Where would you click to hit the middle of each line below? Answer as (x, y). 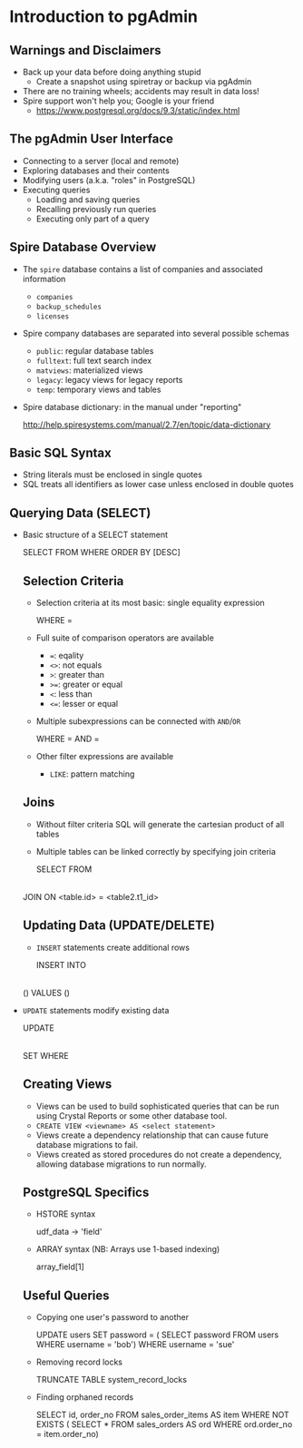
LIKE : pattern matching (92, 774)
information (44, 279)
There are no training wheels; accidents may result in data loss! (141, 91)
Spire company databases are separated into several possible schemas (156, 333)
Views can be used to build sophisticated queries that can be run (157, 1106)
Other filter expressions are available (105, 757)
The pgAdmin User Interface (92, 139)
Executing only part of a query (93, 219)
